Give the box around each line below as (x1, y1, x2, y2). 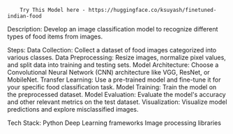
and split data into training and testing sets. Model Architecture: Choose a (7, 61, 219, 69)
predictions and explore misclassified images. (7, 105, 139, 113)
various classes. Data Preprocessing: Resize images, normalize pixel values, (7, 53, 227, 61)
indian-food (7, 13, 42, 20)
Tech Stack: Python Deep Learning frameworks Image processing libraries (7, 119, 222, 127)
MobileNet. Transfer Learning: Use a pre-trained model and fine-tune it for (7, 75, 221, 84)
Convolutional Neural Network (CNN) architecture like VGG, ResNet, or (7, 68, 211, 76)
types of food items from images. (7, 32, 103, 40)
